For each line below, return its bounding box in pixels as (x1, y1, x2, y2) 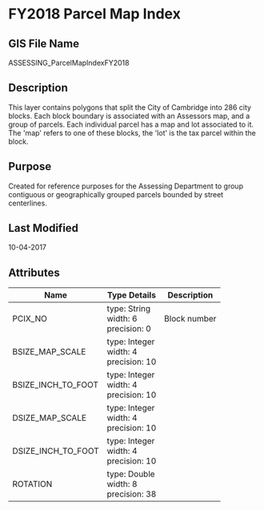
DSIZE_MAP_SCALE (12, 412, 86, 423)
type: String (106, 303, 151, 314)
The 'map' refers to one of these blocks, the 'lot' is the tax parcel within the (8, 127, 256, 137)
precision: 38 (106, 488, 157, 500)
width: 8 (106, 479, 138, 490)
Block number (163, 314, 217, 325)
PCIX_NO (12, 314, 48, 325)
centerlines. (8, 198, 48, 208)
